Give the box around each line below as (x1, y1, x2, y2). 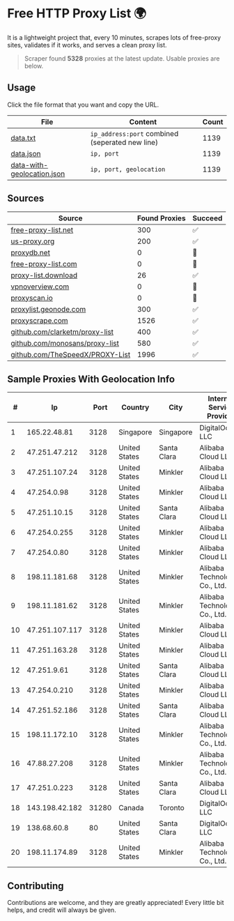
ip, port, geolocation (90, 165, 166, 173)
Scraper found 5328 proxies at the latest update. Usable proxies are (24, 54, 220, 63)
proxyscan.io (10, 293, 54, 303)
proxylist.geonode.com (10, 304, 86, 314)
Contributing (7, 880, 64, 892)
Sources (7, 192, 45, 204)
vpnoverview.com (10, 282, 70, 291)
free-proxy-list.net (10, 224, 74, 234)
